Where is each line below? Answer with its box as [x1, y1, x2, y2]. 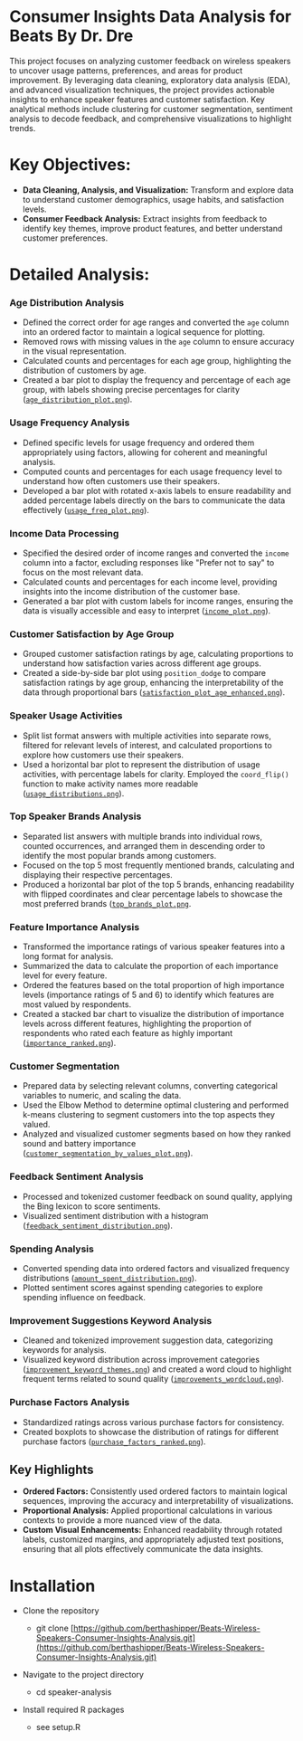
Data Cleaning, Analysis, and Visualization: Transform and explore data [22, 184, 294, 195]
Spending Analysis [9, 1242, 95, 1255]
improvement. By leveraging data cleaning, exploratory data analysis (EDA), [9, 74, 291, 85]
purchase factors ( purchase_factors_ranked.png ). [22, 1436, 206, 1447]
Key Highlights [9, 1462, 94, 1478]
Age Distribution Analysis [9, 296, 125, 309]
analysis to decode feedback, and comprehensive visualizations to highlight [9, 113, 292, 124]
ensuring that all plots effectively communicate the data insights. [22, 1544, 264, 1555]
